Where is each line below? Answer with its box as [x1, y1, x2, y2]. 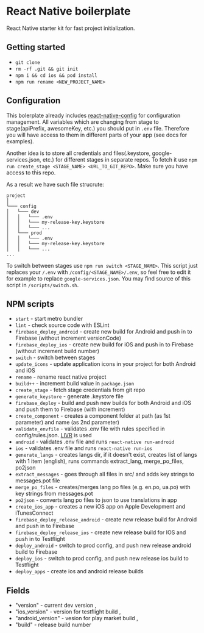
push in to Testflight [15, 535, 65, 543]
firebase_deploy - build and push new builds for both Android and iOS [15, 399, 192, 407]
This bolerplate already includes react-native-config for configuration [6, 112, 181, 119]
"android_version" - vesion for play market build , [15, 615, 138, 622]
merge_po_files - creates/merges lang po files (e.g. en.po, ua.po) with [15, 484, 191, 491]
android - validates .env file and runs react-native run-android [15, 438, 175, 446]
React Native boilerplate [6, 4, 131, 18]
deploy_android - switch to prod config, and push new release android [15, 542, 192, 549]
